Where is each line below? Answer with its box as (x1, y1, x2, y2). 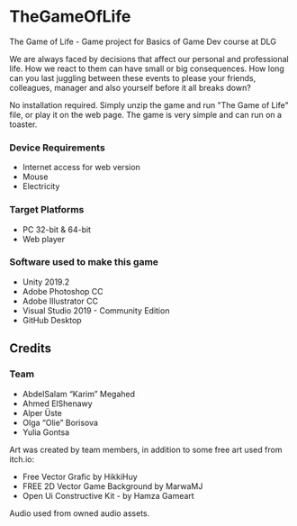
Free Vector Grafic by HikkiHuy (22, 471, 138, 482)
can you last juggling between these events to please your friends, (9, 72, 256, 83)
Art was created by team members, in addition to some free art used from (9, 444, 283, 455)
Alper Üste (22, 407, 63, 418)
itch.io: (9, 453, 34, 465)
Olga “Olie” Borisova (22, 417, 99, 428)
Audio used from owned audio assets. (9, 507, 150, 519)
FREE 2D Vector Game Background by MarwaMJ (22, 480, 203, 492)
